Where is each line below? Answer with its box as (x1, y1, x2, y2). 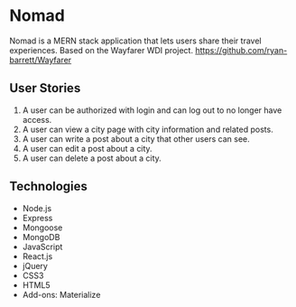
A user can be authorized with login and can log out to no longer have (22, 105, 282, 116)
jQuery (22, 260, 48, 271)
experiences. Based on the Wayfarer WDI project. (9, 44, 194, 55)
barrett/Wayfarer (9, 54, 72, 65)
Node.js (22, 202, 52, 213)
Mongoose (22, 222, 63, 233)
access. (22, 114, 52, 125)
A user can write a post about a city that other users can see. (22, 133, 250, 144)
